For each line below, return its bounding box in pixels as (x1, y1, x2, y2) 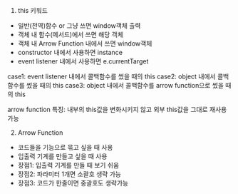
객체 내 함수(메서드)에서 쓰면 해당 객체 (17, 31, 123, 39)
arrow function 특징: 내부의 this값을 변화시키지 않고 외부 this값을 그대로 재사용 (7, 106, 227, 113)
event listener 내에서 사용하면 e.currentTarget (17, 57, 149, 66)
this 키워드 (17, 6, 48, 14)
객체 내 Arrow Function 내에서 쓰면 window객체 (17, 39, 152, 48)
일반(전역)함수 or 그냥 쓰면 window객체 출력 (17, 21, 141, 30)
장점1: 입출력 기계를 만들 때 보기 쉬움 (17, 161, 120, 169)
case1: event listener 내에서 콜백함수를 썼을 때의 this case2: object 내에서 (7, 72, 216, 81)
